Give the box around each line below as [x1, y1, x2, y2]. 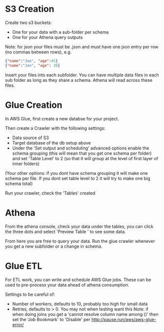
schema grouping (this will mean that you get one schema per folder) [12, 150, 152, 156]
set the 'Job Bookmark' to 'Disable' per [12, 316, 91, 322]
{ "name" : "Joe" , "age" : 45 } [5, 58, 58, 63]
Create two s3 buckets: [5, 20, 52, 25]
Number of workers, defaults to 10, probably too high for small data [12, 301, 148, 307]
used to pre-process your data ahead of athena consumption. [5, 282, 130, 287]
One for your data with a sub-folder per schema [12, 29, 109, 35]
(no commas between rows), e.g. [5, 49, 72, 55]
